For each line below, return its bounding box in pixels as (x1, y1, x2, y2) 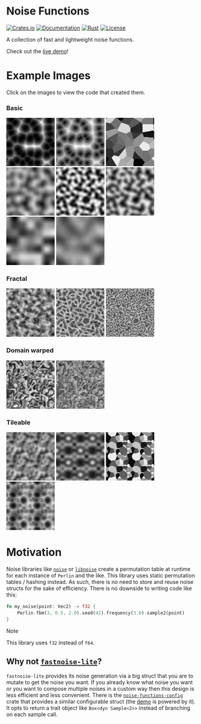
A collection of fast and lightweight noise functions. (6, 36, 135, 43)
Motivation (6, 545, 62, 559)
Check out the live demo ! (6, 47, 69, 55)
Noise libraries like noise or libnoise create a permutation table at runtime (6, 566, 191, 572)
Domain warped (6, 346, 54, 354)
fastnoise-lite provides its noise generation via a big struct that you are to (6, 672, 194, 680)
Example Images (6, 69, 91, 83)
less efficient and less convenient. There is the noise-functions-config (6, 691, 183, 699)
